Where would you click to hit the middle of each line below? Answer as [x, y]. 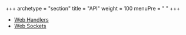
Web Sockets [30, 26]
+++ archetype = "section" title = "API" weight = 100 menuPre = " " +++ [93, 8]
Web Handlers [31, 20]
